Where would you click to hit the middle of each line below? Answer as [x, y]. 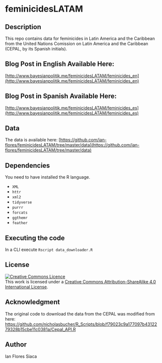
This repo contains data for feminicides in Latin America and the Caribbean [80, 38]
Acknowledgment [32, 302]
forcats [20, 213]
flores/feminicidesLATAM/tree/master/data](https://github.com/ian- [72, 145]
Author [16, 345]
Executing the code [35, 238]
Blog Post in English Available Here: [60, 64]
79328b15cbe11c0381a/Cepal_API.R [40, 329]
